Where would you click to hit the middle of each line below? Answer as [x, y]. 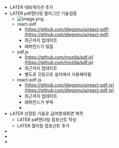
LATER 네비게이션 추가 [31, 7]
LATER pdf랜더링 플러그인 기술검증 [43, 13]
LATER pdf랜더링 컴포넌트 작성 [47, 120]
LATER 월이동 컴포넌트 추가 [43, 126]
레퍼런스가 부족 [39, 102]
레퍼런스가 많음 [39, 46]
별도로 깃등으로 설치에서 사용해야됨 [58, 74]
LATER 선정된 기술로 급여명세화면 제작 [46, 113]
